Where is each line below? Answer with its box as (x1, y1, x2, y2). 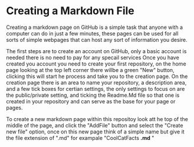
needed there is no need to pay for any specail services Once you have (6, 54, 180, 61)
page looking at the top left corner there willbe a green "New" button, (6, 66, 175, 73)
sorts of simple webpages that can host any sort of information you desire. (6, 36, 188, 43)
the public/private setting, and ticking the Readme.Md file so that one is (6, 92, 180, 99)
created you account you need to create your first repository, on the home (6, 60, 187, 67)
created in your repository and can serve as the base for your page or (6, 97, 176, 104)
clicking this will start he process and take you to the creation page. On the (6, 73, 188, 80)
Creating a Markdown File (6, 4, 134, 18)
